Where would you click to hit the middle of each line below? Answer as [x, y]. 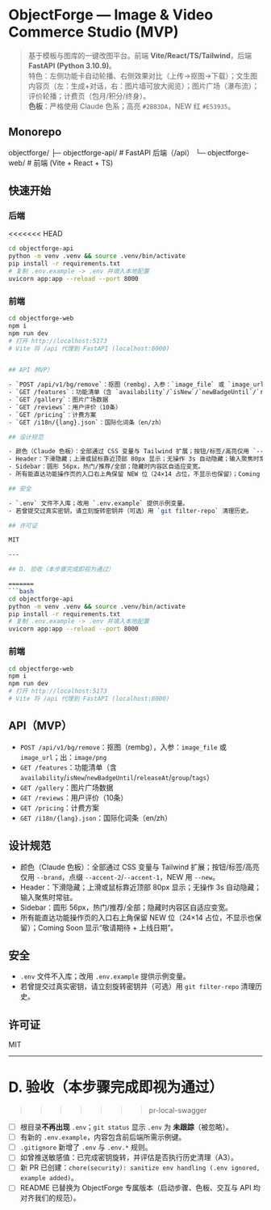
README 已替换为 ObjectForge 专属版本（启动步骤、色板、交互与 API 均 [140, 1188]
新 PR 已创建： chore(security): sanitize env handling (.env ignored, [140, 1168]
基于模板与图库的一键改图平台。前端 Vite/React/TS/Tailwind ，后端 [140, 55]
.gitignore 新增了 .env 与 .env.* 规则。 [86, 1148]
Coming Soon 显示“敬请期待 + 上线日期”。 [108, 928]
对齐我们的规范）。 [50, 1198]
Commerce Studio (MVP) [94, 32]
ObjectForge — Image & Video [111, 15]
